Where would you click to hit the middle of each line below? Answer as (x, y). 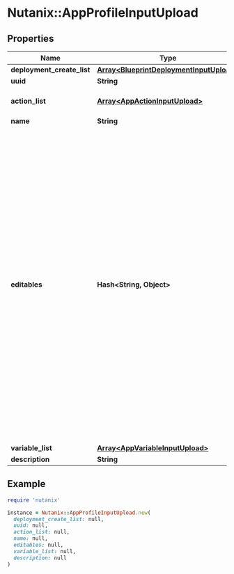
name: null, (31, 539)
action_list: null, (42, 532)
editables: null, (39, 545)
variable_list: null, (45, 551)
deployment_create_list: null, (59, 519)
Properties (31, 39)
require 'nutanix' (34, 500)
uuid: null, (31, 526)
